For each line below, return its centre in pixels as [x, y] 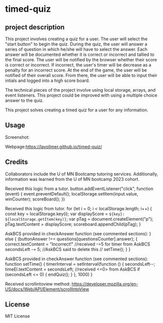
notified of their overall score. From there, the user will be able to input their [81, 75]
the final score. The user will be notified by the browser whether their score [81, 60]
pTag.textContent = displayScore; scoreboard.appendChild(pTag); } [73, 224]
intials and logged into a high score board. [47, 80]
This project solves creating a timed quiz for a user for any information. [77, 110]
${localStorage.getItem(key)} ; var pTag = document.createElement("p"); [79, 219]
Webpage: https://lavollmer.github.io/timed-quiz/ [54, 147]
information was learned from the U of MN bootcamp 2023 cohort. [72, 179]
